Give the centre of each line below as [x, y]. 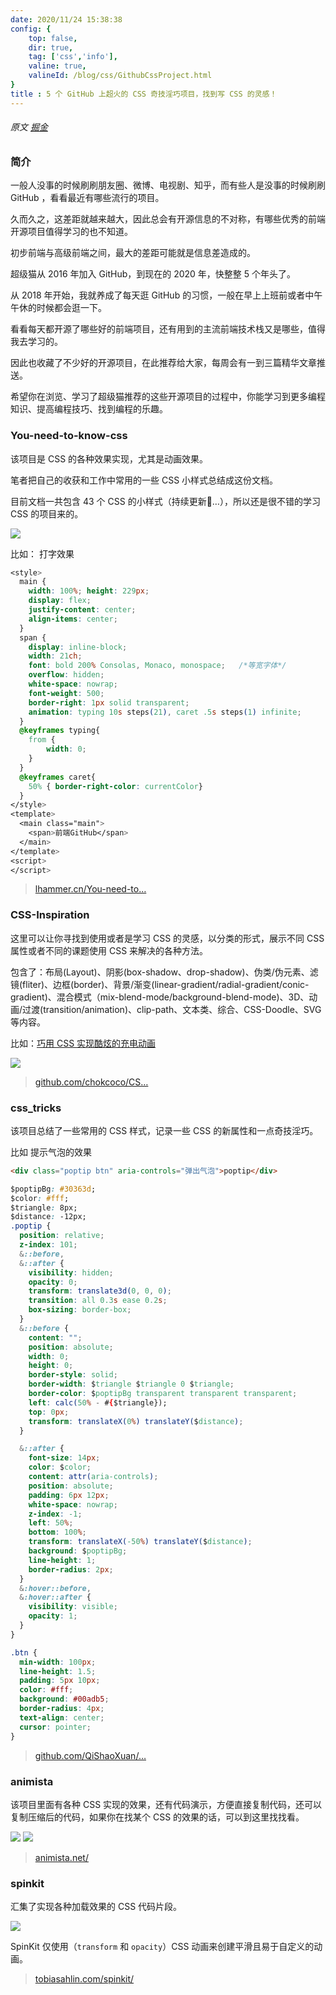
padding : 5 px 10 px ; [60, 1681]
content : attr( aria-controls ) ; [93, 1477]
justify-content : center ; [82, 610]
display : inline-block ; [78, 647]
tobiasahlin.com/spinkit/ [84, 1979]
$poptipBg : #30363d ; [53, 1189]
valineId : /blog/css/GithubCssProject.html [120, 76]
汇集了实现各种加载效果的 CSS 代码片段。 [96, 1907]
